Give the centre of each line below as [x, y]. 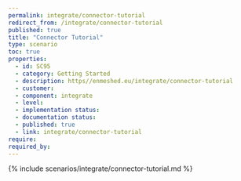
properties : [27, 60]
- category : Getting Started [63, 74]
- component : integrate [54, 96]
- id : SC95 [33, 67]
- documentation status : [56, 118]
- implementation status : [58, 110]
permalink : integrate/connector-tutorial [77, 15]
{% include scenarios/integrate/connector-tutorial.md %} [100, 168]
